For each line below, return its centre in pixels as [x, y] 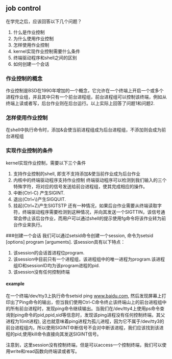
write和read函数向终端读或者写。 [45, 351]
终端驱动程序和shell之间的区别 [45, 58]
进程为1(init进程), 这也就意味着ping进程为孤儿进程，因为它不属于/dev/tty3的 [85, 321]
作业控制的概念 [24, 79]
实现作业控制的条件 [29, 151]
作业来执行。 [31, 224]
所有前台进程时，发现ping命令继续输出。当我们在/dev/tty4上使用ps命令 [85, 309]
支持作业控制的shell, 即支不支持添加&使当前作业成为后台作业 [77, 173]
